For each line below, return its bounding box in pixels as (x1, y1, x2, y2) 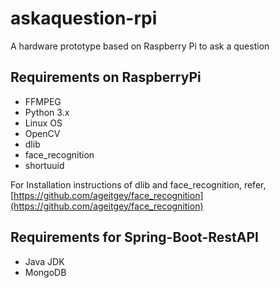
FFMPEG (24, 95, 62, 107)
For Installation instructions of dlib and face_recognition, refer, (10, 178, 267, 191)
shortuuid (24, 159, 65, 171)
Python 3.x (24, 106, 70, 118)
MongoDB (24, 266, 67, 278)
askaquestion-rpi (10, 7, 158, 30)
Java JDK (24, 255, 65, 267)
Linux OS (24, 117, 63, 129)
